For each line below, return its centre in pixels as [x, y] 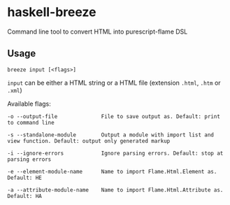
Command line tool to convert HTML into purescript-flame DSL [98, 31]
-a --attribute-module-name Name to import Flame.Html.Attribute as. [115, 190]
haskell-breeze [52, 12]
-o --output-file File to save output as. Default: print [114, 116]
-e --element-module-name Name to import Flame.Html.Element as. [112, 171]
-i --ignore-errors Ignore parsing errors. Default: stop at [115, 153]
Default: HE [24, 178]
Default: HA [24, 196]
